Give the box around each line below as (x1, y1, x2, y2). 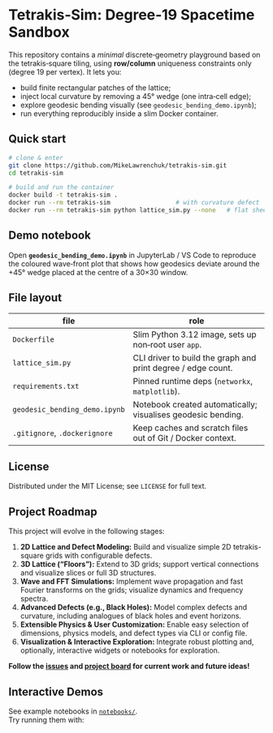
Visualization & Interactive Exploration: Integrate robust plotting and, (19, 637, 254, 647)
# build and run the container (8, 183, 115, 192)
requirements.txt (12, 382, 80, 390)
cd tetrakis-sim (8, 169, 63, 177)
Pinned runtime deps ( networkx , (132, 375, 253, 386)
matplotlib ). (132, 386, 180, 397)
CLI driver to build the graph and (132, 351, 257, 363)
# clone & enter (8, 153, 63, 162)
